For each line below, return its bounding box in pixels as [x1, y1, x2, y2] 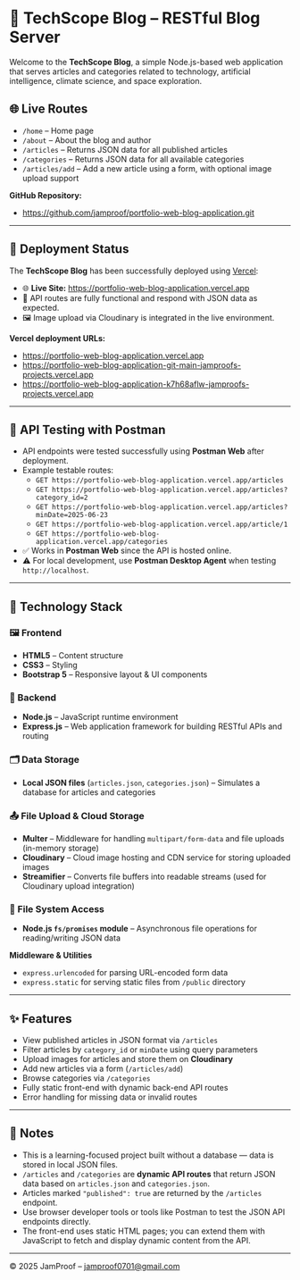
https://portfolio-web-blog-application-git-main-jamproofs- [21, 359, 241, 370]
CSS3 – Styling [21, 660, 78, 671]
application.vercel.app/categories [35, 538, 168, 547]
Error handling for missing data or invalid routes [21, 1092, 198, 1102]
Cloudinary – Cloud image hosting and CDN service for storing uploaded [21, 852, 291, 863]
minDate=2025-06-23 [35, 511, 109, 520]
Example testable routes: [21, 464, 114, 476]
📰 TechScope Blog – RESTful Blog [9, 8, 261, 29]
